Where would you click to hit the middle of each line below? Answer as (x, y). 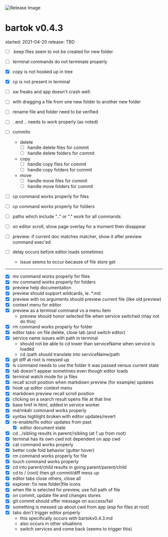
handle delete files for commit (58, 147)
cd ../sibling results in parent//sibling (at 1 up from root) (69, 433)
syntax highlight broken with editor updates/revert (64, 416)
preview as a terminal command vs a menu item (61, 310)
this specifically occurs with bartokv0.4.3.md (66, 518)
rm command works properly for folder (52, 326)
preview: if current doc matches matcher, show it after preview (77, 237)
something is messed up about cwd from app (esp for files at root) (80, 507)
